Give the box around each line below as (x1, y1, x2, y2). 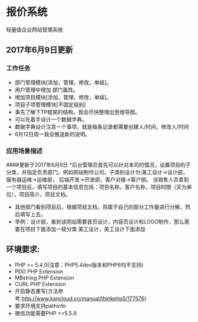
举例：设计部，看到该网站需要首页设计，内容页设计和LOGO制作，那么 (14, 218, 184, 225)
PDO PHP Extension (14, 268, 64, 275)
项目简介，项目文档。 (18, 190, 71, 198)
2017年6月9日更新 (6, 45, 73, 55)
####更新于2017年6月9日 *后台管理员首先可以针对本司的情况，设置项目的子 (6, 161, 191, 168)
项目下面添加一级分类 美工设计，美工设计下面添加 (25, 225, 146, 232)
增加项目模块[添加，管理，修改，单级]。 (14, 93, 112, 100)
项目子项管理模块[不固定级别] (14, 101, 87, 108)
